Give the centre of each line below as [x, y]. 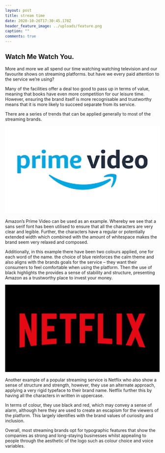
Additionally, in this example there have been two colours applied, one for [79, 251]
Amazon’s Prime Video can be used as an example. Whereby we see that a [81, 221]
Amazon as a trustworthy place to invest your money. [59, 277]
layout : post [18, 10]
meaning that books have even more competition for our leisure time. [75, 94]
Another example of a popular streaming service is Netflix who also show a [81, 380]
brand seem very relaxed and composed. [47, 242]
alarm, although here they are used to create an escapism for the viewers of [82, 410]
